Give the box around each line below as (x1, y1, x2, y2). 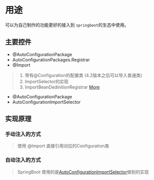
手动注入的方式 (5, 131, 41, 138)
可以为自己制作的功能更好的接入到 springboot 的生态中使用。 (5, 22, 129, 28)
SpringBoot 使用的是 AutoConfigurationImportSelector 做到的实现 (17, 169, 149, 175)
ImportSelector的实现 (24, 78, 69, 85)
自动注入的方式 (5, 157, 41, 164)
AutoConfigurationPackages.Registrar (12, 57, 90, 63)
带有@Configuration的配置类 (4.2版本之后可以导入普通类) (24, 72, 143, 78)
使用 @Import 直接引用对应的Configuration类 (17, 143, 109, 149)
